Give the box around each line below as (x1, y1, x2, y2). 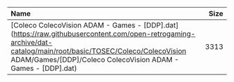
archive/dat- (10, 38, 53, 47)
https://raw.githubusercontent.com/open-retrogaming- (13, 29, 196, 39)
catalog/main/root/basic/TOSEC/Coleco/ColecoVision (10, 46, 187, 56)
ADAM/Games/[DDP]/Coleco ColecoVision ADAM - (10, 55, 180, 64)
